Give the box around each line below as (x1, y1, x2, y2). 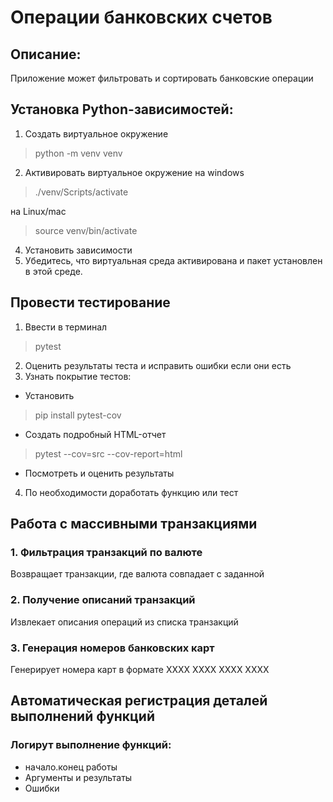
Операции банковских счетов (10, 6, 273, 29)
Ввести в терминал (24, 321, 108, 333)
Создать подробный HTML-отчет (24, 428, 167, 440)
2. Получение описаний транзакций (10, 593, 196, 607)
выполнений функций (10, 708, 155, 725)
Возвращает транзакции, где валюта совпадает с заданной (10, 568, 265, 580)
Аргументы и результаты (24, 771, 133, 783)
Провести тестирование (10, 294, 171, 311)
